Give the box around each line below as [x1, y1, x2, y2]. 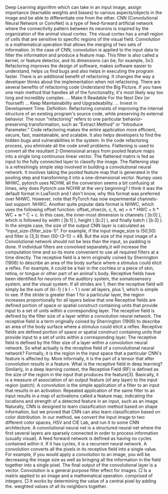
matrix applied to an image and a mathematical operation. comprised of [5, 473, 153, 478]
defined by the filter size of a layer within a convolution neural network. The [5, 313, 161, 319]
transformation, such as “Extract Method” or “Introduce [28, 121, 143, 127]
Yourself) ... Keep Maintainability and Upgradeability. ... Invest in [5, 100, 137, 106]
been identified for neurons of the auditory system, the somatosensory [5, 276, 151, 282]
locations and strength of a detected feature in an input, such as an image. [5, 398, 159, 404]
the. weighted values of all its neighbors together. [5, 483, 108, 489]
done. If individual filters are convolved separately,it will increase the [5, 244, 147, 250]
